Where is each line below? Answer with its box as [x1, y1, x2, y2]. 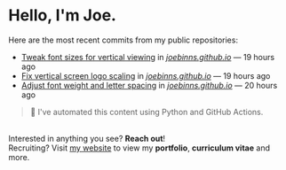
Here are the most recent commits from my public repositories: [8, 35, 239, 45]
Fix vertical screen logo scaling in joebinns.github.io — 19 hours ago [20, 70, 271, 81]
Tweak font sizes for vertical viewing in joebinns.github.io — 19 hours [20, 51, 275, 62]
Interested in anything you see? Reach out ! [8, 133, 166, 143]
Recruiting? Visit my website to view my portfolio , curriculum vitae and [8, 143, 270, 153]
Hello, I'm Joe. [8, 5, 117, 26]
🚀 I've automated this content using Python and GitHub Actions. [29, 106, 264, 117]
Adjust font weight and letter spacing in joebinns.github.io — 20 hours [20, 80, 278, 90]
